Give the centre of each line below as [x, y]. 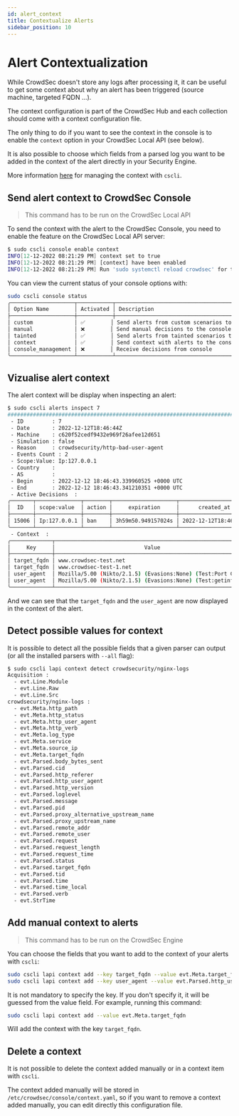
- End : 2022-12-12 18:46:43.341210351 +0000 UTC [96, 488]
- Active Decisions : [44, 494]
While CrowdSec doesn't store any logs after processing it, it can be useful [117, 82]
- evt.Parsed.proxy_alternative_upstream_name [84, 814]
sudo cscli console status [47, 296]
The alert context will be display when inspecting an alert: [92, 395]
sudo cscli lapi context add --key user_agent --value [90, 981]
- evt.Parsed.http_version [54, 788]
